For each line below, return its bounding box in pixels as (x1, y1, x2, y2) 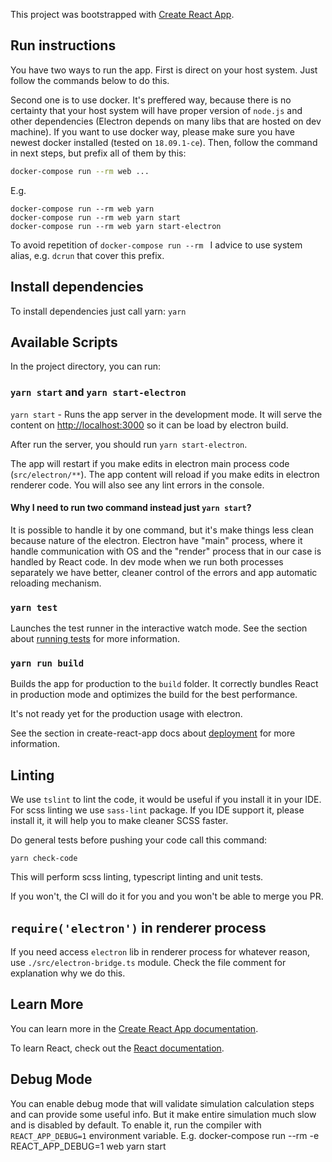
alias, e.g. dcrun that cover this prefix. (10, 249, 165, 261)
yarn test (10, 602, 58, 613)
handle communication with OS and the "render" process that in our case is (10, 545, 322, 557)
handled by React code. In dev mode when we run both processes (10, 555, 284, 568)
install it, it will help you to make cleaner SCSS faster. (10, 815, 229, 827)
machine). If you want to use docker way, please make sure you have (10, 125, 295, 138)
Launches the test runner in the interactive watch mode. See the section (10, 622, 308, 634)
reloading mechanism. (10, 577, 102, 589)
